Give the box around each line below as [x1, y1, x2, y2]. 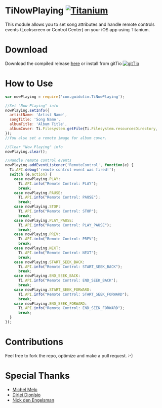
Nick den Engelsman [12, 397, 54, 403]
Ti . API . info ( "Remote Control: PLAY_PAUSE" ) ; [18, 222, 112, 228]
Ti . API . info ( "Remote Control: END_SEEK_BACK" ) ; [18, 278, 119, 283]
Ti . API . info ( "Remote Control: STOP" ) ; [18, 209, 98, 214]
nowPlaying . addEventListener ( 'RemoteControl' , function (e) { [5, 163, 134, 168]
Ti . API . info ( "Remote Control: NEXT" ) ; [18, 250, 98, 255]
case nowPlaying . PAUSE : [14, 190, 63, 196]
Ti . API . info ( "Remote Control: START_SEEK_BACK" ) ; [18, 264, 122, 269]
